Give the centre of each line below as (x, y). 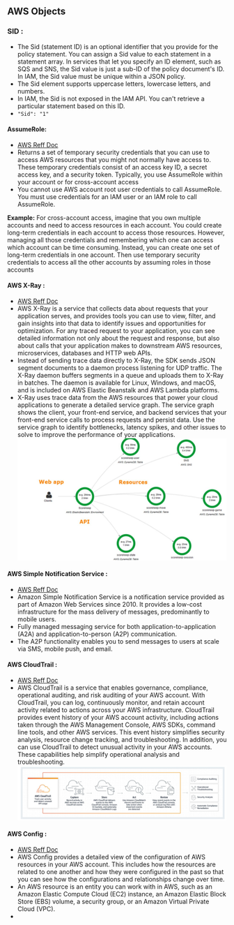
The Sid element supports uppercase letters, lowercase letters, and (114, 84)
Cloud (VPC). (36, 909)
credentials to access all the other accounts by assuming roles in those (109, 262)
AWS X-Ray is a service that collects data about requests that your (113, 309)
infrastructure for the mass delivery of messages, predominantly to (114, 612)
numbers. (31, 91)
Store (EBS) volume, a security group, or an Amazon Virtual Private (113, 901)
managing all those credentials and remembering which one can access (110, 239)
